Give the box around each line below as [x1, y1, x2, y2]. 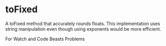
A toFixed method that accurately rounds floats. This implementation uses [5, 20, 160, 27]
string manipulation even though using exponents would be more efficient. [5, 26, 161, 32]
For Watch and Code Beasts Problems [5, 36, 85, 42]
